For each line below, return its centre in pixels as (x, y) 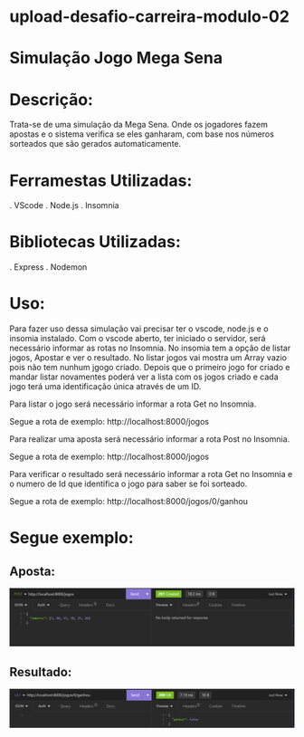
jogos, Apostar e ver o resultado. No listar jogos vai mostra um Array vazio (148, 358)
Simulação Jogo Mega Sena (116, 58)
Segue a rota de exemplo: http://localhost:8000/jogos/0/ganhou (129, 502)
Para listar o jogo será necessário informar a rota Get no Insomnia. (133, 404)
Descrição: (51, 99)
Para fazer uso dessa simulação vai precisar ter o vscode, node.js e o (139, 329)
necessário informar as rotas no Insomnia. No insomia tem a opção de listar (150, 348)
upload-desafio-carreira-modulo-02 (149, 17)
